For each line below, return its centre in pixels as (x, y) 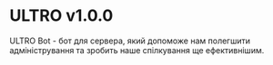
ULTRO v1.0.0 (61, 16)
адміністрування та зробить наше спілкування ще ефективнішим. (137, 50)
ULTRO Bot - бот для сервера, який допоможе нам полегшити (130, 41)
